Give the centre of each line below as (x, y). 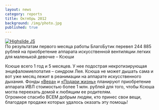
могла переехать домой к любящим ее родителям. (58, 92)
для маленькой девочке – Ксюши (40, 57)
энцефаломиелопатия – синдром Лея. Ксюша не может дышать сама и (79, 71)
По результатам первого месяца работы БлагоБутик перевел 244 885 (78, 47)
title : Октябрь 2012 (26, 18)
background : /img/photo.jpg (34, 23)
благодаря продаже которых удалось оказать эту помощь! (66, 102)
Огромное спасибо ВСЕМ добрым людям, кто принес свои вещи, (73, 97)
